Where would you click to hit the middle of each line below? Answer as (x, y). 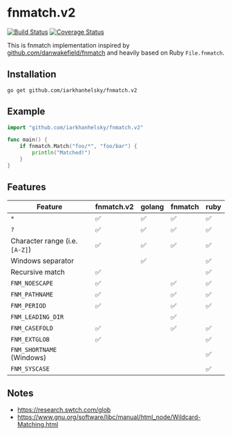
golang (152, 207)
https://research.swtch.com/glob (64, 410)
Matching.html (38, 425)
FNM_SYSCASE (30, 369)
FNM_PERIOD (28, 305)
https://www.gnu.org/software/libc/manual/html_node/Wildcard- (109, 417)
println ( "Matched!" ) (61, 153)
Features (27, 187)
